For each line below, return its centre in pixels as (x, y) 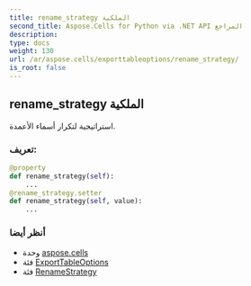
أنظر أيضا (27, 233)
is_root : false (38, 68)
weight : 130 (31, 51)
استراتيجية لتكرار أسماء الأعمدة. (63, 126)
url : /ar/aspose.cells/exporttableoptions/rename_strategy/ (125, 59)
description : (34, 34)
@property (28, 167)
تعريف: (23, 149)
